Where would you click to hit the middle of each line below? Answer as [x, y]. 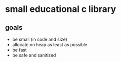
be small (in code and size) [40, 39]
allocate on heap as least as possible [50, 45]
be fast [20, 50]
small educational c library [60, 9]
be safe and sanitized [34, 55]
